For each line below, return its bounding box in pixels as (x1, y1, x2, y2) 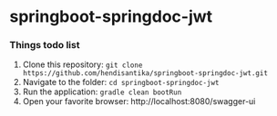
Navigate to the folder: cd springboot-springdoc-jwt (22, 77, 220, 88)
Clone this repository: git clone (22, 59, 143, 70)
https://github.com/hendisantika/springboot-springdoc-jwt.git (22, 69, 269, 78)
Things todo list (9, 39, 80, 52)
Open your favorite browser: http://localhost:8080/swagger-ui (22, 96, 256, 107)
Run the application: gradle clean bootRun (22, 86, 182, 97)
